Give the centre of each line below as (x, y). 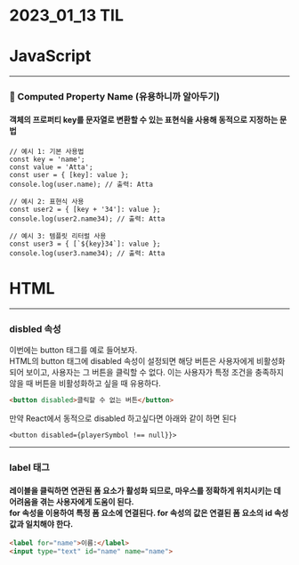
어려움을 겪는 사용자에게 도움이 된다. (72, 501)
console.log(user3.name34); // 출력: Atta (87, 254)
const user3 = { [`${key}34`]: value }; (85, 244)
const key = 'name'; (48, 160)
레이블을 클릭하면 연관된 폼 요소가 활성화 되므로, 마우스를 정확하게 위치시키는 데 (145, 490)
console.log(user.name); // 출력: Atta (81, 185)
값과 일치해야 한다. (41, 524)
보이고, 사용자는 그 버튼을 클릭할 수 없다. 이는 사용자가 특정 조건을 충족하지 (155, 372)
